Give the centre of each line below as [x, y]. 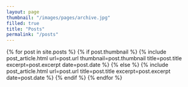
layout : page [23, 12]
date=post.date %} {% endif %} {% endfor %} [64, 78]
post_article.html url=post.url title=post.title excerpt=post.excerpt [89, 71]
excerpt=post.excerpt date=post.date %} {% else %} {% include [88, 65]
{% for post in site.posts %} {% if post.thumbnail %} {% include [86, 52]
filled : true [23, 23]
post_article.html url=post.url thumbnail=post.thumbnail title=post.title [94, 58]
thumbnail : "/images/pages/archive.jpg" [59, 18]
